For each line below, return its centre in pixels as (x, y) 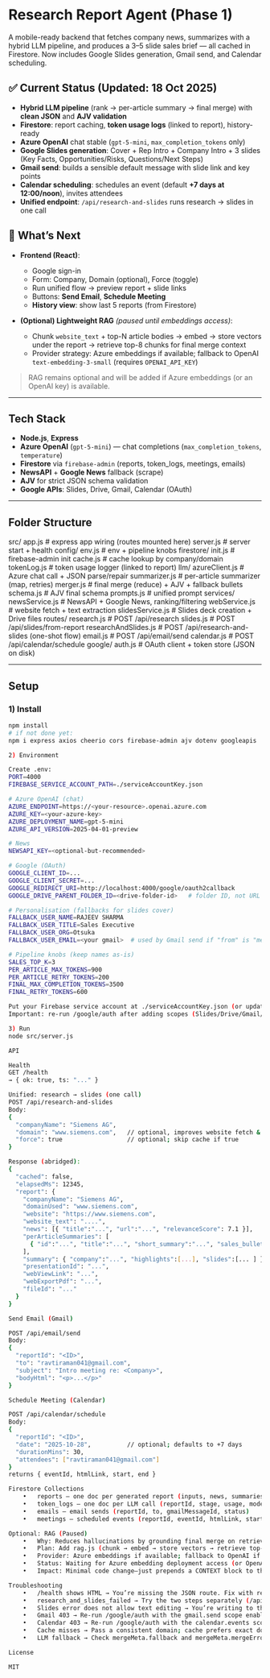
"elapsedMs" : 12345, (50, 1184)
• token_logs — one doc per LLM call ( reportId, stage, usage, (135, 1504)
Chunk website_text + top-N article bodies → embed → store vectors (147, 336)
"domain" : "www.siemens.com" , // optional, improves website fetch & (138, 1132)
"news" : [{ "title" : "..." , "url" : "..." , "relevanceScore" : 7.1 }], (138, 1229)
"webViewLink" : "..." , (61, 1274)
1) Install (25, 709)
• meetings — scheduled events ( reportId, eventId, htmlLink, (133, 1519)
